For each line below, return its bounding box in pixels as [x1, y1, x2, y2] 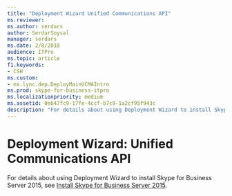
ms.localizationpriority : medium [7, 94, 104, 101]
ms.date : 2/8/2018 [7, 42, 60, 49]
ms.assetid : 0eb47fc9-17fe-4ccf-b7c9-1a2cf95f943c [7, 100, 156, 107]
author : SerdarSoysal [7, 29, 70, 37]
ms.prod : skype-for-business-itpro [7, 87, 110, 94]
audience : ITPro [7, 49, 54, 56]
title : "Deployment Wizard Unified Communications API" [7, 10, 171, 17]
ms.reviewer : [7, 17, 45, 23]
